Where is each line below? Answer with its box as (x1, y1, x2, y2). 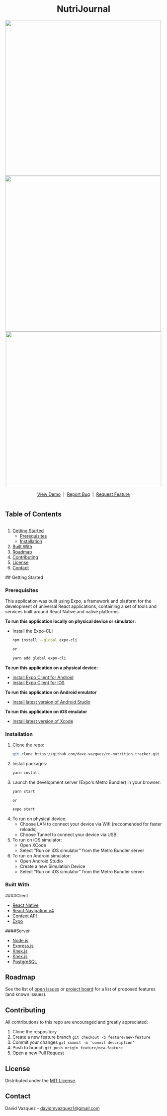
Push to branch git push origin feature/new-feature (12, 1045, 123, 1051)
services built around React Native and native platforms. (5, 609, 120, 615)
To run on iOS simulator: (12, 837, 62, 843)
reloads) (19, 827, 37, 833)
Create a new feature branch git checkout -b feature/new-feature (12, 1034, 151, 1040)
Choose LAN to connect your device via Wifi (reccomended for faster (19, 821, 162, 827)
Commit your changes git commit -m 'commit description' (12, 1039, 135, 1045)
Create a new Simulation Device (19, 863, 85, 869)
